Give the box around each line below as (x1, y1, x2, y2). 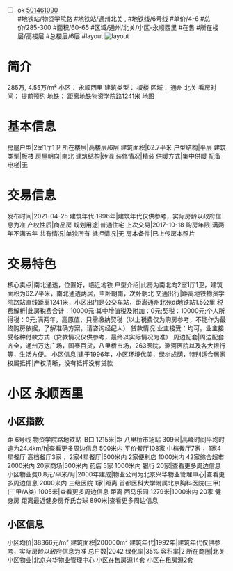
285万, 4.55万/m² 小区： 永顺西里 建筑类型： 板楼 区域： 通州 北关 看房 (7, 83, 211, 91)
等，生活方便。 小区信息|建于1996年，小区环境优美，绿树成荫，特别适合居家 (7, 350, 226, 358)
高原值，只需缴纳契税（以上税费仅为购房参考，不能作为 (61, 315, 220, 323)
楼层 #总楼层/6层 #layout (31, 32, 104, 40)
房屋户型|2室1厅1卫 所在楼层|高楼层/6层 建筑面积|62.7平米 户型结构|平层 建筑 (7, 143, 227, 152)
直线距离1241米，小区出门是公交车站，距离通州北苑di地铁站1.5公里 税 (25, 298, 224, 306)
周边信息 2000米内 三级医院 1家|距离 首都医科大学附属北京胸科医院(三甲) (13, 478, 221, 487)
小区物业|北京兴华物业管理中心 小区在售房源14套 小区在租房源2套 (7, 556, 193, 564)
